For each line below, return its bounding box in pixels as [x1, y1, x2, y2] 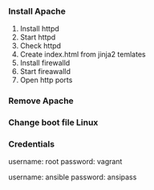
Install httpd [19, 24, 60, 34]
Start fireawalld [19, 67, 71, 76]
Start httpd [19, 32, 56, 42]
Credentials [8, 138, 55, 150]
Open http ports [19, 75, 73, 85]
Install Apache [8, 6, 66, 17]
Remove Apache [8, 95, 74, 106]
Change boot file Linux [8, 117, 99, 128]
